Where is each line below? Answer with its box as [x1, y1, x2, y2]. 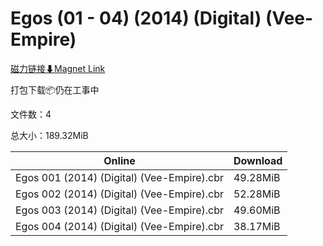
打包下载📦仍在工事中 [10, 83, 100, 96]
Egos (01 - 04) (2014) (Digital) [10, 7, 262, 30]
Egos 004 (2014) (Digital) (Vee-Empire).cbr [15, 219, 224, 233]
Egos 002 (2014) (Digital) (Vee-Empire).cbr [15, 187, 224, 201]
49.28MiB [233, 170, 281, 184]
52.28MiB [233, 187, 281, 201]
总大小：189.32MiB [10, 129, 89, 141]
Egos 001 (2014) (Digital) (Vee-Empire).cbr [15, 170, 224, 184]
